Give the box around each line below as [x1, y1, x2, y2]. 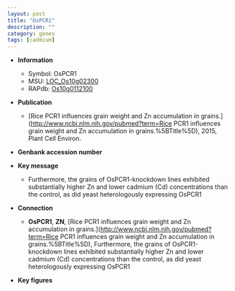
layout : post [7, 10, 46, 18]
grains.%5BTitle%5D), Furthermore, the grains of [28, 240, 171, 249]
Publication [17, 98, 52, 106]
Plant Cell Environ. [28, 135, 82, 143]
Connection [17, 204, 53, 212]
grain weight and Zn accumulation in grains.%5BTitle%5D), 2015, [28, 127, 217, 135]
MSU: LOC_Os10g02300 [28, 77, 99, 85]
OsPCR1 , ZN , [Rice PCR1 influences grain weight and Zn [28, 218, 191, 226]
